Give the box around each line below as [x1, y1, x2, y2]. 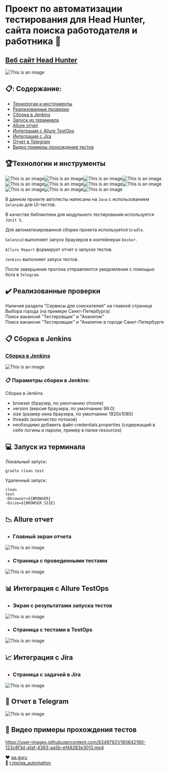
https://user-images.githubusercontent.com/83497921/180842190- [5, 739, 146, 745]
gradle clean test [5, 469, 44, 474]
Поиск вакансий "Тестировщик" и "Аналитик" [5, 313, 105, 320]
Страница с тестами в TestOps [12, 626, 93, 633]
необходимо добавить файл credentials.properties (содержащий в [12, 422, 156, 428]
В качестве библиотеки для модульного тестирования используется [5, 211, 154, 217]
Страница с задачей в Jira [12, 671, 81, 678]
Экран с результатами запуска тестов [12, 602, 113, 609]
